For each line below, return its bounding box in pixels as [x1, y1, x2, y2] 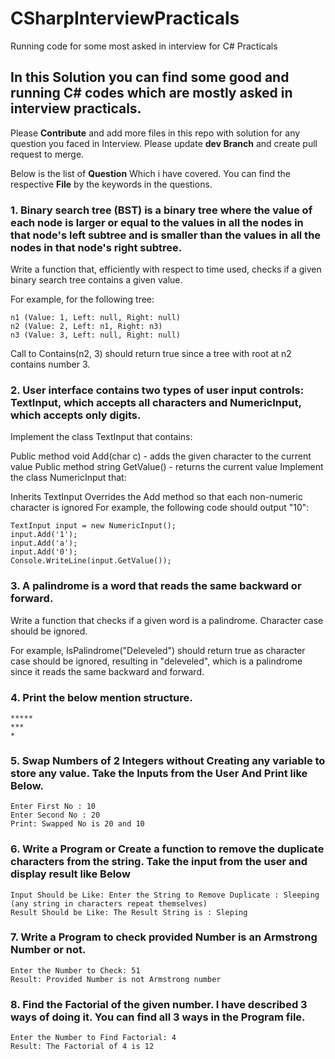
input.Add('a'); [10, 538, 78, 549]
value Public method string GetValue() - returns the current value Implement [10, 461, 324, 473]
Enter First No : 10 [10, 802, 97, 812]
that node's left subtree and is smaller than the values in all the [10, 228, 322, 242]
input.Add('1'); [10, 530, 78, 540]
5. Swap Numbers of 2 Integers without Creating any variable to [10, 753, 326, 767]
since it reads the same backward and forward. [10, 665, 205, 677]
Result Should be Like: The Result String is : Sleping [10, 907, 248, 917]
